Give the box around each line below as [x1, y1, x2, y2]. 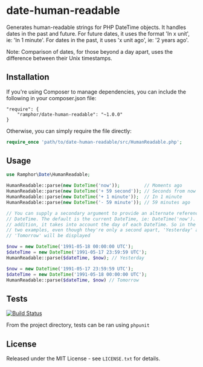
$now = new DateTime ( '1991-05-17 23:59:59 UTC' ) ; [6, 266, 134, 272]
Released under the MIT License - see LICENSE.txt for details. [6, 355, 161, 362]
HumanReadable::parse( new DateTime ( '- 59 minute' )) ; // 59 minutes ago [6, 199, 190, 205]
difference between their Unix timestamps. [6, 54, 113, 62]
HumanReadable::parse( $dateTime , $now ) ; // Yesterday [6, 255, 145, 261]
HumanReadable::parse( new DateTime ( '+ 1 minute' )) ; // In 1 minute [6, 194, 182, 200]
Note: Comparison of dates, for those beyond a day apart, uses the [6, 48, 173, 55]
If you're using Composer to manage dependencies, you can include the [6, 88, 186, 95]
